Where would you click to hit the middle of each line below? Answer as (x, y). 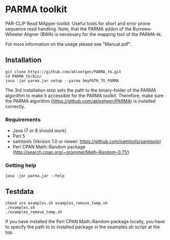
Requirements (23, 119)
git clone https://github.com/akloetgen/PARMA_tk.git (63, 72)
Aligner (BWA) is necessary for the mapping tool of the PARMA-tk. (93, 34)
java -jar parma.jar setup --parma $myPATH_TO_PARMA (62, 81)
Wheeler (14, 34)
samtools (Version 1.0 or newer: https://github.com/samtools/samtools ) (87, 141)
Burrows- (143, 28)
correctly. (15, 106)
